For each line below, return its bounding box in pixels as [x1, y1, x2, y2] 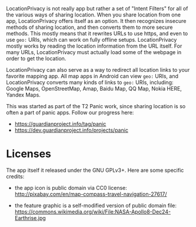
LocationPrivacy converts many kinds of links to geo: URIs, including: [6, 79, 174, 86]
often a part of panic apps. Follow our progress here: [6, 109, 134, 116]
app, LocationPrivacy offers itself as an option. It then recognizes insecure [6, 18, 187, 24]
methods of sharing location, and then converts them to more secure [6, 24, 173, 31]
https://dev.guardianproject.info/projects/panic [14, 126, 128, 133]
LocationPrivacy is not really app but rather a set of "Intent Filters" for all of [6, 5, 188, 12]
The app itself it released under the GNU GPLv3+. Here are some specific [6, 166, 184, 173]
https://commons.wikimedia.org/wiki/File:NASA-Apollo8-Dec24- [14, 208, 171, 215]
